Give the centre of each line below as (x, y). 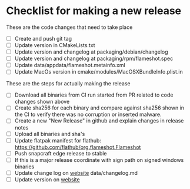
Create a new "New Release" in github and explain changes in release (99, 121)
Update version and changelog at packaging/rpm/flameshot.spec (94, 59)
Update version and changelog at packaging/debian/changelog (91, 52)
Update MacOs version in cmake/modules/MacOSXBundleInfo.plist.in (99, 72)
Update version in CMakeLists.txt (55, 45)
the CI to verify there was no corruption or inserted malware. (88, 115)
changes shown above (42, 102)
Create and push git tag (43, 38)
